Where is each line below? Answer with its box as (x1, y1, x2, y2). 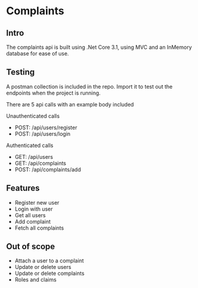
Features (6, 183, 40, 193)
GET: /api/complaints (14, 159, 67, 167)
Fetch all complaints (14, 224, 64, 231)
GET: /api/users (14, 153, 54, 160)
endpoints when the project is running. (6, 89, 101, 96)
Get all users (14, 211, 46, 218)
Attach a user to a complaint (14, 257, 84, 264)
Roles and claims (14, 276, 56, 283)
